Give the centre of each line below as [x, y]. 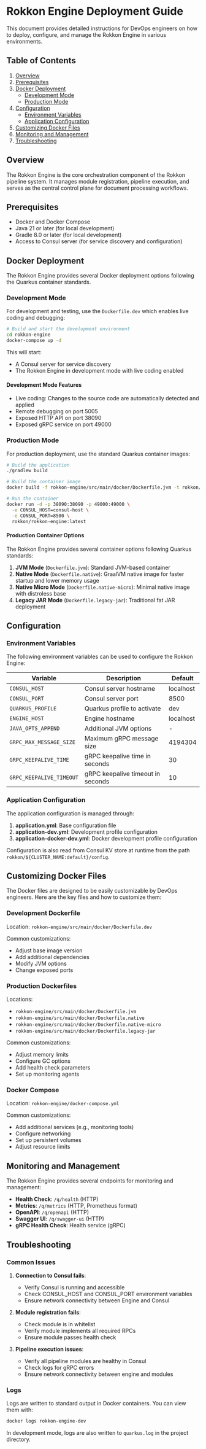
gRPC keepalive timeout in [123, 774]
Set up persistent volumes [48, 1140]
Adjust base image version [49, 950]
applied [25, 405]
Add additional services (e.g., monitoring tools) [74, 1127]
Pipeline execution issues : [49, 1349]
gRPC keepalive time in [118, 756]
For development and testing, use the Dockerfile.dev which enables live [97, 311]
